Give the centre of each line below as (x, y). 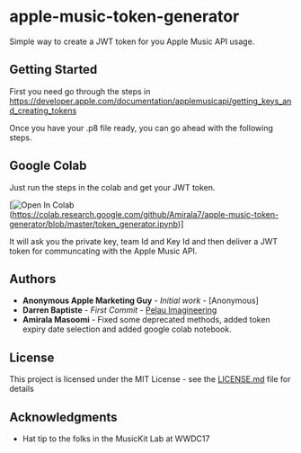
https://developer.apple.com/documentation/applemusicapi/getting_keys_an (150, 101)
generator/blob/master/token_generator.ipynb (93, 224)
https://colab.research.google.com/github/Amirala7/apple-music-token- (146, 214)
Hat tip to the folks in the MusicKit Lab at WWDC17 (116, 439)
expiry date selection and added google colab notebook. (127, 329)
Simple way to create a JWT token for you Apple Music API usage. (132, 41)
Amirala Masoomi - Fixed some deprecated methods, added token (146, 320)
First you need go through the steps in (80, 91)
